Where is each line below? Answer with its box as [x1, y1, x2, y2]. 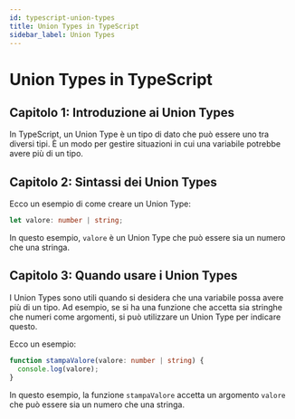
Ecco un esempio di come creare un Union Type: [9, 198, 192, 209]
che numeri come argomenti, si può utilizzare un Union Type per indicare [9, 311, 281, 322]
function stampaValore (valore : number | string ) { [9, 356, 205, 365]
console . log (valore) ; [17, 364, 100, 374]
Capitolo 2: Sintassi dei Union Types [9, 174, 217, 190]
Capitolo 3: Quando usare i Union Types [9, 268, 238, 283]
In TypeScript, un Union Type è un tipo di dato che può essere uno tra [9, 129, 270, 140]
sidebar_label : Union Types [9, 30, 116, 39]
